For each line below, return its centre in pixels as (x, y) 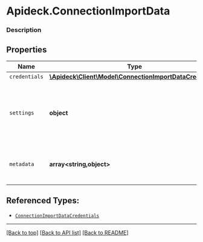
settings (22, 113)
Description (24, 30)
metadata (22, 164)
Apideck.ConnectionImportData (88, 11)
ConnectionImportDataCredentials (57, 215)
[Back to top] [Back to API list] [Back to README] (67, 232)
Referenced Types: (43, 201)
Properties (27, 49)
